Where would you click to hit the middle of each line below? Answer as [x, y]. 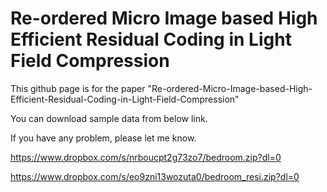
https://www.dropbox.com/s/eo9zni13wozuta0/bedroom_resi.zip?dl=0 [155, 176]
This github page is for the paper [78, 88]
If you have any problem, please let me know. [103, 138]
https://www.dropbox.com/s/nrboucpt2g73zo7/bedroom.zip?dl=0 [146, 157]
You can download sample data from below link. [109, 118]
